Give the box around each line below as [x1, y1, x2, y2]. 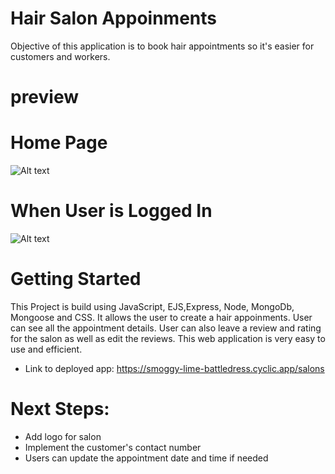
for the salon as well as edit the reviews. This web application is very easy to [10, 332, 326, 344]
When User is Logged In [10, 200, 213, 222]
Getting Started [10, 268, 142, 291]
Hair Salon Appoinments [10, 7, 217, 30]
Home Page [10, 132, 108, 154]
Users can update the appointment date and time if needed [24, 452, 269, 464]
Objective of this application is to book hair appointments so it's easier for [10, 40, 315, 52]
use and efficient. [10, 343, 83, 355]
